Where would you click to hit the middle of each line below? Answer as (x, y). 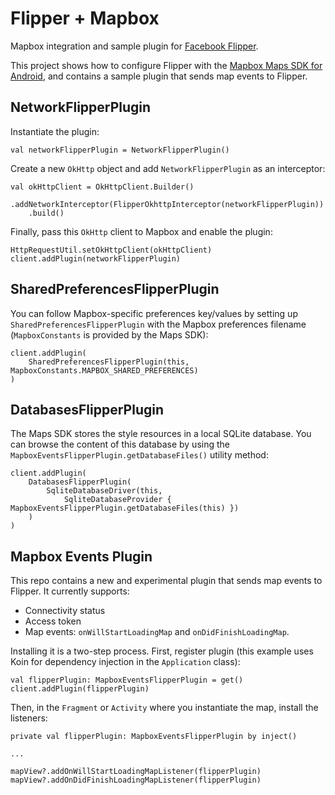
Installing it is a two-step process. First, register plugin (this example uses (162, 651)
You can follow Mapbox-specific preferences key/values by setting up (154, 313)
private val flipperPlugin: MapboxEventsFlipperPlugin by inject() (154, 737)
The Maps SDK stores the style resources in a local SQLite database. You (161, 434)
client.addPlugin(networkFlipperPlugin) (96, 258)
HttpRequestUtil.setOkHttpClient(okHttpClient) (111, 250)
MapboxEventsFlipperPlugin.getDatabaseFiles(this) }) (125, 508)
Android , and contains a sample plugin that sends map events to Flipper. (159, 76)
